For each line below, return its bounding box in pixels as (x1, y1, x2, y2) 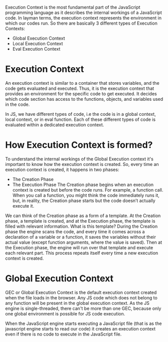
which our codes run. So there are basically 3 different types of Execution (5, 20, 158, 26)
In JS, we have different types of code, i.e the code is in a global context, (5, 111, 156, 117)
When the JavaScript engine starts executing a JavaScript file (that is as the (5, 320, 162, 326)
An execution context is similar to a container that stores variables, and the (5, 80, 159, 86)
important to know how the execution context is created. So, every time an (5, 161, 159, 167)
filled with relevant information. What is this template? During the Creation (5, 223, 158, 229)
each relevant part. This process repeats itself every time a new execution (5, 250, 158, 256)
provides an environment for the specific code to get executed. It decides (5, 90, 157, 97)
